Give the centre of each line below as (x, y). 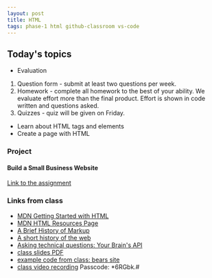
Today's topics (39, 54)
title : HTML (24, 20)
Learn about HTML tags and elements (71, 126)
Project (20, 152)
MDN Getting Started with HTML (63, 216)
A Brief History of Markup (53, 230)
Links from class (35, 201)
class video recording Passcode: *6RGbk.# (78, 267)
